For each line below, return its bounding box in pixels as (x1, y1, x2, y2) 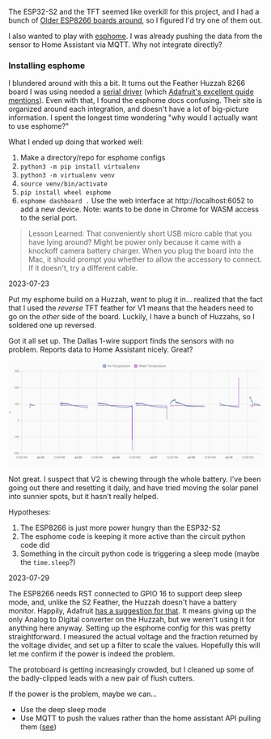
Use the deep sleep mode (19, 705, 107, 714)
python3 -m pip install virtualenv (19, 163, 141, 171)
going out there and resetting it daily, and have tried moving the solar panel (8, 483, 259, 493)
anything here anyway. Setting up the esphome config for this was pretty (8, 623, 252, 633)
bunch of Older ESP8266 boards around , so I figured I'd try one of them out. (8, 15, 263, 25)
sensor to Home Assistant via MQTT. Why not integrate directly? (8, 40, 222, 49)
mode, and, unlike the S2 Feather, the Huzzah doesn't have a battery (8, 597, 237, 607)
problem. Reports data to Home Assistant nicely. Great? (8, 344, 193, 355)
